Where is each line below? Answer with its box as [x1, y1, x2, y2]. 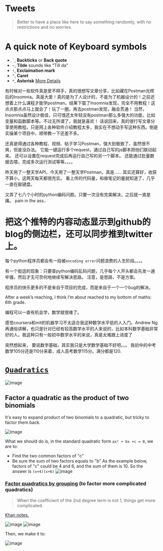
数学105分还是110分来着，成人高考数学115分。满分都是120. [5, 348, 122, 354]
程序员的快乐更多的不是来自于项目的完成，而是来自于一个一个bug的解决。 [5, 284, 153, 290]
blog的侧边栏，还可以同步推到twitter [5, 229, 153, 240]
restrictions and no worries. [16, 24, 72, 30]
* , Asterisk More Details [12, 78, 61, 83]
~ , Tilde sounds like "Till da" [12, 62, 69, 68]
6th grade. [5, 299, 26, 305]
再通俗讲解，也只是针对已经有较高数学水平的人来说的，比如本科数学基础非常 [5, 326, 158, 332]
